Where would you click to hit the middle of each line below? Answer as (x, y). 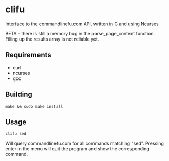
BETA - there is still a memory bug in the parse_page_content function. (80, 33)
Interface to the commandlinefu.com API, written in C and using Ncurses (82, 24)
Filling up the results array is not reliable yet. (52, 39)
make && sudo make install (34, 106)
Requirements (28, 55)
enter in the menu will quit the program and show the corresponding (78, 149)
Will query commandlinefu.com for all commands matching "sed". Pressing (85, 143)
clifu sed (16, 134)
